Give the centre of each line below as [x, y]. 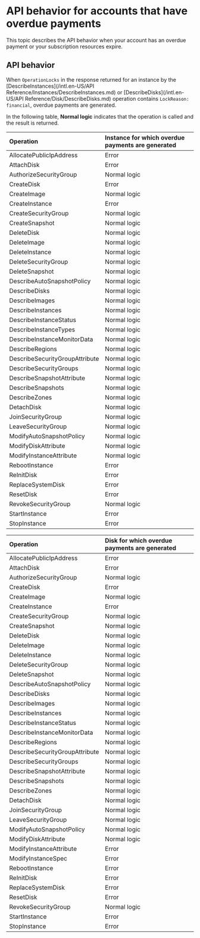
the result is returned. [33, 123]
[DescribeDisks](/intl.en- [154, 92]
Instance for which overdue [145, 137]
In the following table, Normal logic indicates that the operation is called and [100, 116]
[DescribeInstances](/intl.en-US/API [50, 86]
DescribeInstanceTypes [42, 329]
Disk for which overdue [139, 540]
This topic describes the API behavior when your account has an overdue [96, 40]
